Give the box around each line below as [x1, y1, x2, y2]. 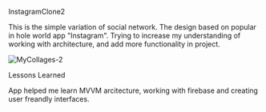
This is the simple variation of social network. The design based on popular [8, 22, 256, 31]
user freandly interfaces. [8, 94, 90, 103]
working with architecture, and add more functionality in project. [8, 39, 220, 49]
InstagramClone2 [8, 7, 66, 16]
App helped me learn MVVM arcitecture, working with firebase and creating [8, 86, 259, 95]
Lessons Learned [8, 70, 66, 79]
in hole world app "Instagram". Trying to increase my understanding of [8, 31, 241, 40]
